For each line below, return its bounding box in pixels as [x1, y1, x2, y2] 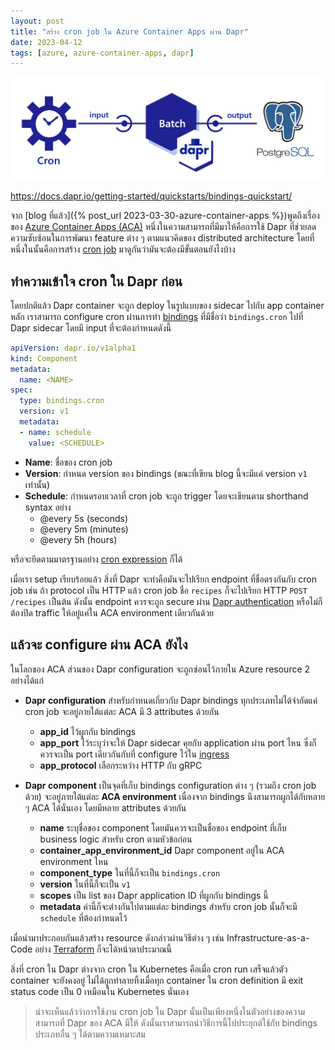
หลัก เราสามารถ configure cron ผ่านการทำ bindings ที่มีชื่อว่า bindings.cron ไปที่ [10, 310, 304, 322]
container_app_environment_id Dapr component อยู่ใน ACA [39, 844, 285, 856]
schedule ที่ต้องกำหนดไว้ [39, 911, 128, 924]
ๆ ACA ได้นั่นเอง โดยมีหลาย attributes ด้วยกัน [24, 801, 187, 814]
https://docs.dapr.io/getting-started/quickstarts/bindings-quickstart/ [10, 190, 293, 202]
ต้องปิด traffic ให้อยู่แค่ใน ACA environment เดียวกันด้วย [10, 606, 215, 619]
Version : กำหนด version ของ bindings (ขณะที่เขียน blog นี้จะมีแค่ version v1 [24, 467, 308, 479]
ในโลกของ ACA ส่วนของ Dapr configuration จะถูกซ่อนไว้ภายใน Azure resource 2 [10, 663, 311, 675]
